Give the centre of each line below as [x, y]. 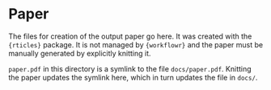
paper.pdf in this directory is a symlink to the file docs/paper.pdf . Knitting [130, 68]
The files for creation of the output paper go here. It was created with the [130, 36]
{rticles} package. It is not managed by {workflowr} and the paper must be [136, 44]
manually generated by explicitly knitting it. [80, 53]
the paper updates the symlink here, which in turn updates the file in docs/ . [133, 77]
